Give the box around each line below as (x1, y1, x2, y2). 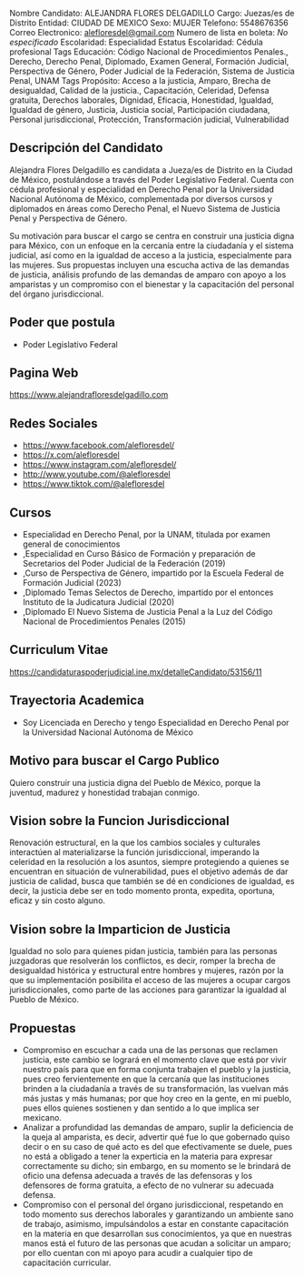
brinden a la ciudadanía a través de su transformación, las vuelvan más (22, 1082, 289, 1094)
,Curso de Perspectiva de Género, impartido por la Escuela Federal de (22, 568, 284, 578)
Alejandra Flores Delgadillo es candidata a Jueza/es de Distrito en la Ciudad (9, 164, 293, 176)
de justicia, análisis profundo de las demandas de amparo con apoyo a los (9, 268, 287, 280)
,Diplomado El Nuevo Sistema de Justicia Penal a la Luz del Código (22, 607, 273, 618)
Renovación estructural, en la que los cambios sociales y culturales (9, 837, 261, 849)
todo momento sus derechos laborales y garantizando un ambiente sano (22, 1209, 294, 1220)
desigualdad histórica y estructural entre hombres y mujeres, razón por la (9, 965, 284, 976)
